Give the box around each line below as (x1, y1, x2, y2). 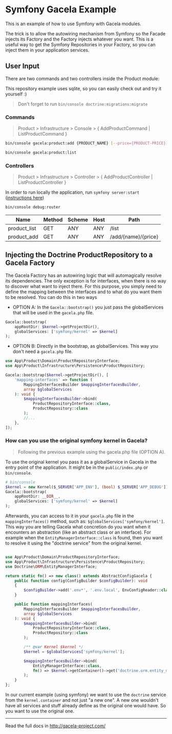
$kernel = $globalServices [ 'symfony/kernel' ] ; (24, 649, 125, 654)
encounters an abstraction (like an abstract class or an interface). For (5, 529, 151, 535)
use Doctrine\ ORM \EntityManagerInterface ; (5, 564, 97, 569)
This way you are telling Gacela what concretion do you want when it (5, 524, 151, 530)
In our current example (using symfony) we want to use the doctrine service (5, 692, 166, 698)
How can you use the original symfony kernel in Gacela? (5, 437, 147, 444)
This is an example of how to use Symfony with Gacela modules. (5, 21, 142, 27)
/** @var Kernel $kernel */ (24, 645, 83, 650)
